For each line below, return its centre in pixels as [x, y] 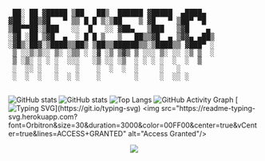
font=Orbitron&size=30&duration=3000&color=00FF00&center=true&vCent [133, 125]
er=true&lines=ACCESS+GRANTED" [67, 134]
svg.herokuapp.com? [43, 117]
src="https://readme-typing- [208, 108]
